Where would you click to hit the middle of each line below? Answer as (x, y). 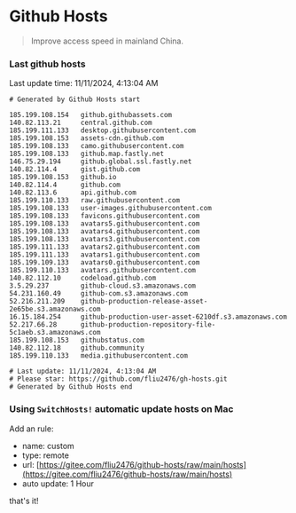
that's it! (24, 501)
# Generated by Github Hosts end (71, 387)
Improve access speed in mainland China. (107, 41)
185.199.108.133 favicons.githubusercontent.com (105, 216)
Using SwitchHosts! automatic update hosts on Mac (121, 409)
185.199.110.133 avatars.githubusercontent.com (103, 271)
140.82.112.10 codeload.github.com (83, 278)
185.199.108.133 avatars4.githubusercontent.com (105, 232)
